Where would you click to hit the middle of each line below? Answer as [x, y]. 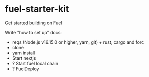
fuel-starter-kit [37, 9]
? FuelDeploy [26, 69]
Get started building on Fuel [34, 23]
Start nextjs [24, 58]
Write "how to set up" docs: [34, 32]
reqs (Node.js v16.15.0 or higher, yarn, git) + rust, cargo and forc [78, 42]
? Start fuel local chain [35, 63]
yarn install [24, 53]
